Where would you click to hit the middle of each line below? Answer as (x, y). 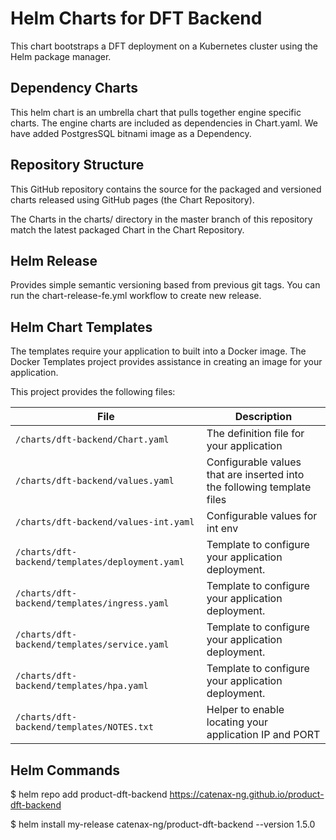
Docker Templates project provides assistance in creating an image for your (166, 362)
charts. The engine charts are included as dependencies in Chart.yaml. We (164, 123)
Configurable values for (262, 516)
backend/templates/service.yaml (92, 645)
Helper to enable (245, 710)
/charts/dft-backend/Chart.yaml (92, 440)
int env (222, 529)
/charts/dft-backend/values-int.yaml (105, 522)
